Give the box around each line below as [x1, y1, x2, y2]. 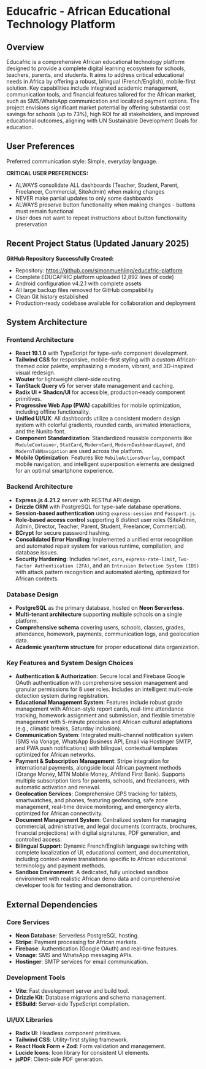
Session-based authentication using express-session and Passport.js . [15, 509, 197, 517]
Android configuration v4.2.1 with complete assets [15, 280, 142, 287]
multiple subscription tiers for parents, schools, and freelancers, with [15, 777, 189, 784]
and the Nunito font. [15, 428, 66, 435]
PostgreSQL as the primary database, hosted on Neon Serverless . [15, 604, 185, 611]
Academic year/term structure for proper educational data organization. [15, 643, 200, 650]
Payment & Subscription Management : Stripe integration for [15, 757, 170, 765]
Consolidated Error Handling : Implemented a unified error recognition [15, 535, 193, 543]
